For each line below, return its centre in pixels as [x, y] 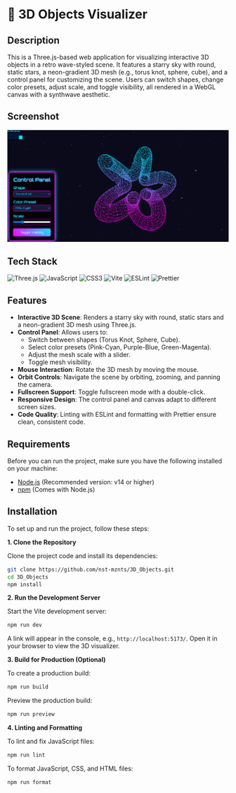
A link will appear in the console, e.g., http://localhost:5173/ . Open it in [112, 638]
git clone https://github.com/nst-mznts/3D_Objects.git [91, 569]
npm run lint [26, 755]
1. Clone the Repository [42, 542]
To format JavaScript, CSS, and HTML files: [70, 768]
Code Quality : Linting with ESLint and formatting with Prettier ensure [117, 415]
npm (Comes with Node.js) [56, 489]
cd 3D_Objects [28, 577]
